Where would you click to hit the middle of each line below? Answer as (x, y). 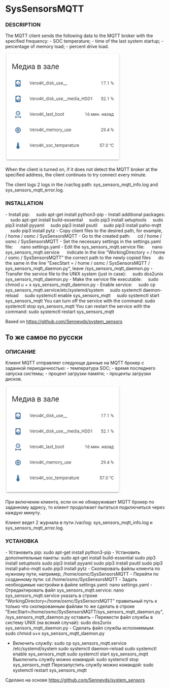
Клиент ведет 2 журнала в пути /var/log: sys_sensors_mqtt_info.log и (79, 523)
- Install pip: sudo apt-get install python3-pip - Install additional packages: (85, 214)
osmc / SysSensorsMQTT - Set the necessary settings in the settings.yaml (83, 241)
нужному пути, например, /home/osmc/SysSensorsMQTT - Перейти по (82, 574)
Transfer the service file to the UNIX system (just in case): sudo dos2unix (84, 274)
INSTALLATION (24, 203)
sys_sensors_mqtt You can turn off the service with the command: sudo (80, 301)
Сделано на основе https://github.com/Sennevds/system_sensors (75, 680)
